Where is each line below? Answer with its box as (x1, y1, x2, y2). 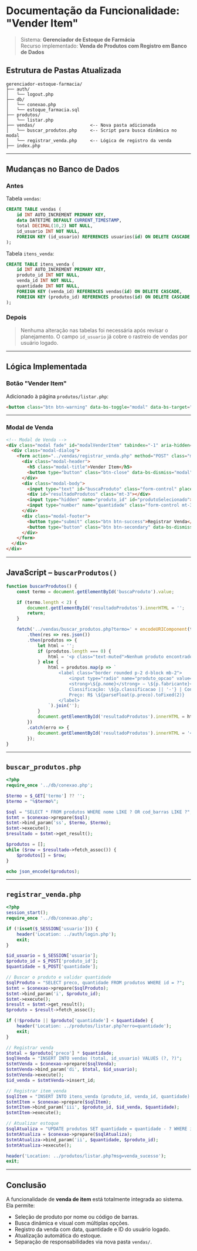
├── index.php (6, 143, 41, 149)
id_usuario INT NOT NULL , (16, 228, 80, 234)
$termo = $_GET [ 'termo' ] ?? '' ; (6, 793, 85, 799)
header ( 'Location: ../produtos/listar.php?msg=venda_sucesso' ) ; (6, 1153, 167, 1159)
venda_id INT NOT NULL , (16, 278, 75, 284)
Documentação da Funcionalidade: (6, 4, 180, 18)
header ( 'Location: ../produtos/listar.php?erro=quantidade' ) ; (16, 1023, 172, 1029)
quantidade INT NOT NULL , (16, 283, 80, 289)
